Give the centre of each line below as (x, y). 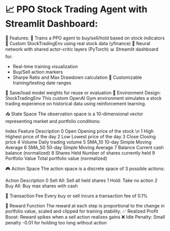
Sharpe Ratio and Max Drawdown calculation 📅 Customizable (77, 77)
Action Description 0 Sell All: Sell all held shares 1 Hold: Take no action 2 (81, 180)
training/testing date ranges (42, 82)
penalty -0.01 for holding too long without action (56, 222)
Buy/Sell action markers (38, 72)
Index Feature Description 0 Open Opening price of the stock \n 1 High (80, 131)
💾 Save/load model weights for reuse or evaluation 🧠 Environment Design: (83, 93)
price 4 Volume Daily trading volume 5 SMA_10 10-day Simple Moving (79, 142)
